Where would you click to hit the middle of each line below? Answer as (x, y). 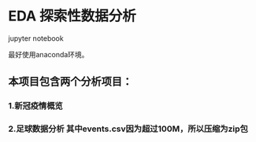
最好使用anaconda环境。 (48, 54)
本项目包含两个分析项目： (70, 82)
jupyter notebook (36, 38)
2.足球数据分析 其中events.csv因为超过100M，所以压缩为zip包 (128, 129)
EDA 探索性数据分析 (72, 16)
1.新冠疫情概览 (35, 106)
